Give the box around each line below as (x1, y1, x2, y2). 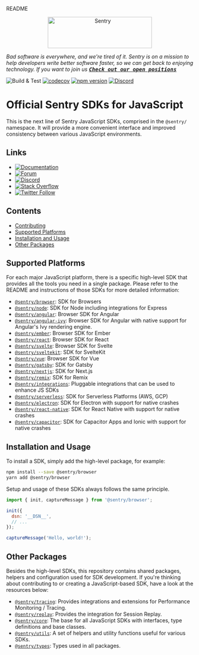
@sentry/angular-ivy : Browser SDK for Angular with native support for (14, 317, 187, 324)
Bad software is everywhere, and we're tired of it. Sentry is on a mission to (6, 53, 189, 60)
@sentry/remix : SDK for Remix (14, 374, 88, 381)
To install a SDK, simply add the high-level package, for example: (6, 458, 165, 465)
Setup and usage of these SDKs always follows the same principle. (6, 485, 170, 492)
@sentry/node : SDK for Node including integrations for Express (14, 304, 168, 311)
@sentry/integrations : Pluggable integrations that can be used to (14, 380, 175, 388)
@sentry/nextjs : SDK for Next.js (14, 367, 93, 375)
